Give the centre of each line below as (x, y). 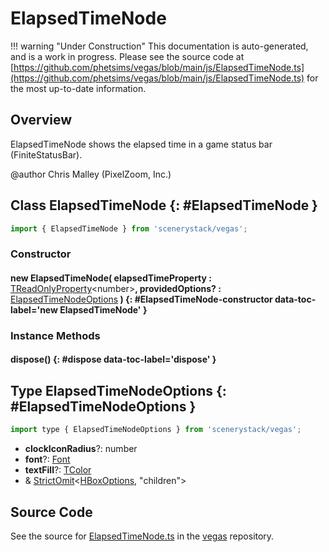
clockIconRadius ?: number (81, 449)
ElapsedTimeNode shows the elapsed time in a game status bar (141, 144)
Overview (41, 120)
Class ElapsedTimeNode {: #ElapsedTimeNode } (164, 205)
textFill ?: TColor (58, 470)
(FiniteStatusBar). (46, 154)
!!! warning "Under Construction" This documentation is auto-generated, (159, 46)
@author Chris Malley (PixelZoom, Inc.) (91, 174)
